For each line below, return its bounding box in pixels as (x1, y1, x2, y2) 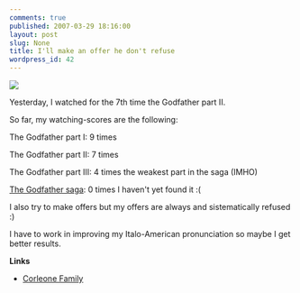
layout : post (9, 30, 59, 39)
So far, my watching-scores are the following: (9, 114, 178, 124)
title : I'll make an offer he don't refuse (9, 47, 176, 56)
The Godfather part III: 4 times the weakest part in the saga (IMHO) (9, 167, 259, 177)
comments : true (9, 13, 67, 23)
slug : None (9, 38, 50, 48)
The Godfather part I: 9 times (9, 132, 117, 142)
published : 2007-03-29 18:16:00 (9, 22, 131, 31)
